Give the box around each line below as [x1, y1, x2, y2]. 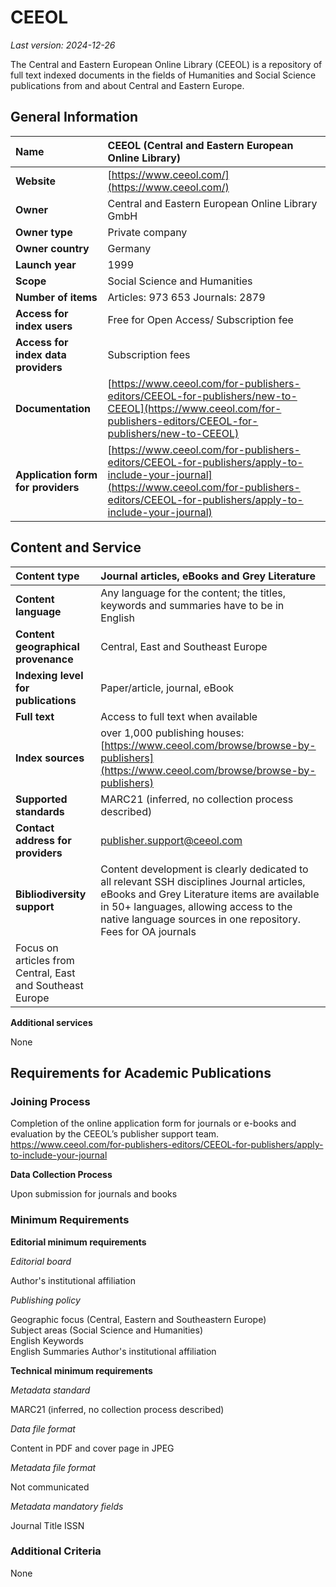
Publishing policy [10, 1294, 81, 1306]
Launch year [15, 257, 77, 271]
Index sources [15, 751, 85, 765]
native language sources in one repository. [100, 912, 301, 926]
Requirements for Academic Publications [10, 1064, 272, 1081]
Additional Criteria [10, 1544, 102, 1558]
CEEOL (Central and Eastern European [107, 138, 294, 152]
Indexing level [15, 668, 84, 682]
